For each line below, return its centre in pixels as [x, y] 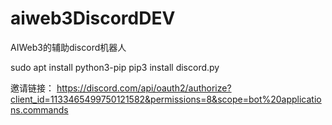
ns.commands [39, 109]
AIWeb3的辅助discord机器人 [68, 47]
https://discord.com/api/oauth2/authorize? [144, 88]
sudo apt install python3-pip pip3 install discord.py [115, 67]
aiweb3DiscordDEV [93, 18]
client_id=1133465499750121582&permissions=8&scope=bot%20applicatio [166, 99]
